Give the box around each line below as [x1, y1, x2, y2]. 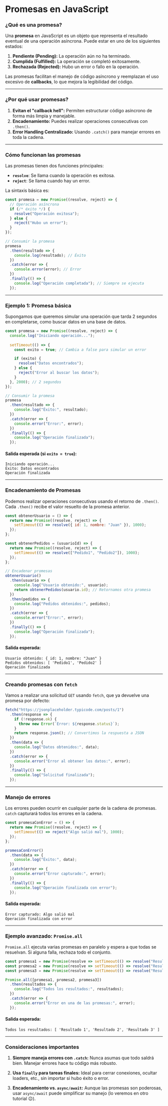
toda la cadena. [12, 134, 45, 140]
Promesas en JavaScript [5, 4, 108, 15]
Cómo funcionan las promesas [5, 151, 81, 158]
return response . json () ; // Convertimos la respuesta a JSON [14, 730, 144, 735]
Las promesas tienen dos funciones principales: [5, 163, 104, 169]
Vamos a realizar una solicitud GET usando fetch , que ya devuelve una [5, 692, 149, 698]
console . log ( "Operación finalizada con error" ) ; [14, 885, 117, 890]
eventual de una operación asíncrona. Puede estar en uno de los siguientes [5, 38, 160, 44]
